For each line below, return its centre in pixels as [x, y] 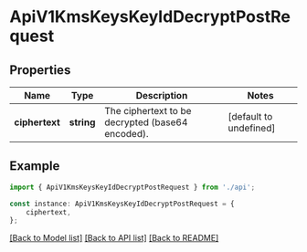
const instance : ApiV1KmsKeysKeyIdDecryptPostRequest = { [122, 204]
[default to [250, 116]
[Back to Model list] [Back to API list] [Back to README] [114, 238]
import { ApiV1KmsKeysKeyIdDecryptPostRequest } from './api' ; [132, 187]
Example [35, 166]
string [82, 122]
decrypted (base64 [146, 122]
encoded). [127, 134]
